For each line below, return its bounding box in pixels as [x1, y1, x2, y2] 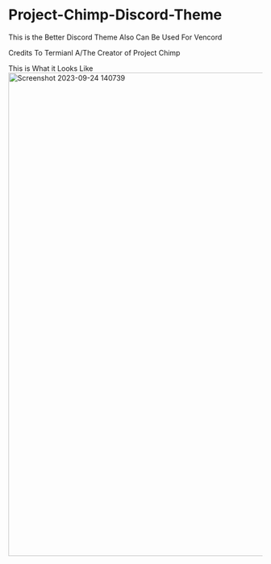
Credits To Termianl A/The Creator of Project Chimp [8, 48, 181, 57]
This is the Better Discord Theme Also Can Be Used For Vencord [8, 32, 223, 42]
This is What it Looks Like [8, 63, 94, 73]
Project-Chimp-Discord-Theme [8, 6, 223, 24]
